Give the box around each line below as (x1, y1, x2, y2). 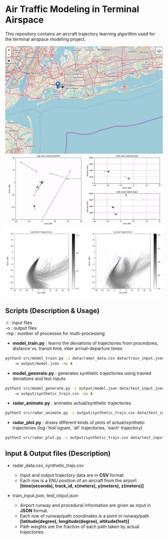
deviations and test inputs (12, 375, 66, 381)
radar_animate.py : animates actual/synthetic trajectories (12, 400, 131, 406)
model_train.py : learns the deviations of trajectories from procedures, (12, 340, 158, 346)
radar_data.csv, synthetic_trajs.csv (12, 463, 84, 469)
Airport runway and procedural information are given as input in (19, 502, 151, 508)
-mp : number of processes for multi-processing (5, 330, 105, 336)
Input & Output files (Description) (5, 449, 111, 458)
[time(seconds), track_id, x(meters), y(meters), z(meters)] (19, 483, 144, 489)
